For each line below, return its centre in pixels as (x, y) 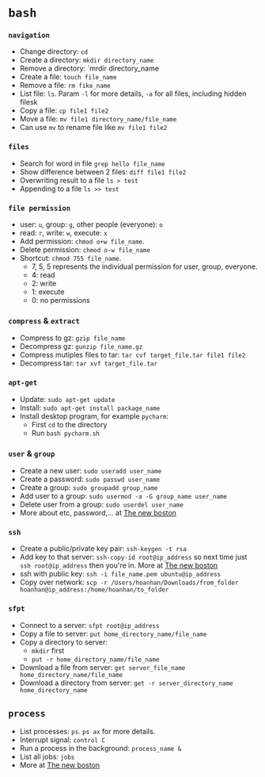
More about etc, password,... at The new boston (98, 512)
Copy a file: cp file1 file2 (64, 111)
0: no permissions (61, 300)
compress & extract (44, 321)
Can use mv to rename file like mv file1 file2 (93, 128)
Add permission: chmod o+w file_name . (82, 241)
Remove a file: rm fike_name (65, 86)
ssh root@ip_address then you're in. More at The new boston (119, 565)
